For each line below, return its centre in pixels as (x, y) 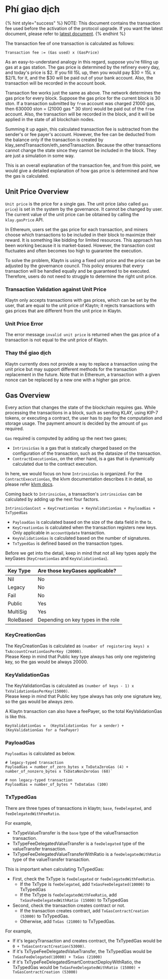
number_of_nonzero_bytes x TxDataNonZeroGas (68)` (59, 771)
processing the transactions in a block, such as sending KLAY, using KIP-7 (82, 413)
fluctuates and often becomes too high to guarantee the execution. (74, 251)
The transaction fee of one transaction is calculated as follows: (70, 43)
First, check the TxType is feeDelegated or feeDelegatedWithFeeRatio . (84, 878)
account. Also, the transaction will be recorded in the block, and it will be (80, 114)
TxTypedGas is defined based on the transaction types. (68, 543)
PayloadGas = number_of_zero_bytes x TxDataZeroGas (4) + (67, 767)
